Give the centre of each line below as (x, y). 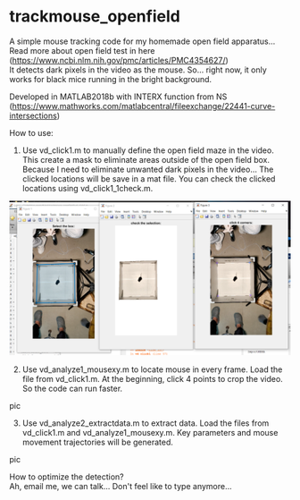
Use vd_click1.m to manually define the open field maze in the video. (148, 150)
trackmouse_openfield (95, 17)
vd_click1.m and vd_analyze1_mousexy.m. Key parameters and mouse (150, 433)
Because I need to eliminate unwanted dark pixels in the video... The (148, 169)
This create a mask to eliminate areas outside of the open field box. (146, 159)
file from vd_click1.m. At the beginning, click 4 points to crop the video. (152, 379)
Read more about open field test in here (82, 50)
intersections (33, 115)
